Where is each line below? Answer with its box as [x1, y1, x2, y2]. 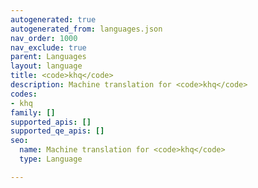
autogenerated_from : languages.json [10, 24, 163, 34]
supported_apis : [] [10, 117, 92, 127]
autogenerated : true [10, 14, 97, 25]
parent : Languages [10, 52, 87, 62]
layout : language [10, 61, 83, 71]
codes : [10, 89, 38, 99]
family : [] [10, 107, 56, 118]
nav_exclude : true [10, 42, 87, 53]
